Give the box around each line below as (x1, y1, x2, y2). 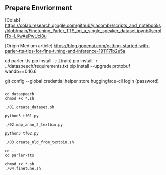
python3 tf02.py (5, 131, 39, 136)
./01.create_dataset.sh (5, 104, 55, 110)
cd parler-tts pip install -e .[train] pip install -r (5, 57, 98, 64)
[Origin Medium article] (5, 42, 53, 49)
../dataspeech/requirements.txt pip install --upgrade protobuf (5, 63, 130, 69)
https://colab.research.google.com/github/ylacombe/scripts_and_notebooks (5, 22, 161, 28)
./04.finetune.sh (5, 166, 41, 171)
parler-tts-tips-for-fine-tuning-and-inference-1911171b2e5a (5, 48, 125, 54)
